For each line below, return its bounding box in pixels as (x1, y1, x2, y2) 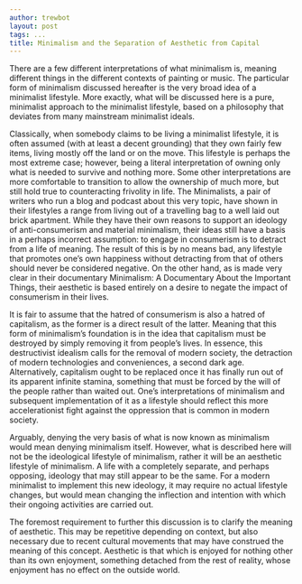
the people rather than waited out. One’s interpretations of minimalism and (9, 385, 286, 397)
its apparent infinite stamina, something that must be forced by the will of (9, 376, 281, 387)
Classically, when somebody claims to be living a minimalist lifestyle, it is (9, 128, 279, 140)
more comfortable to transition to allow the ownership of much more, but (9, 177, 279, 188)
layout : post (9, 22, 59, 31)
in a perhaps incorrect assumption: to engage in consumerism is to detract (9, 234, 287, 245)
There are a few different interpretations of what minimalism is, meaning (9, 63, 278, 74)
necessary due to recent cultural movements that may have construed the (9, 536, 284, 547)
